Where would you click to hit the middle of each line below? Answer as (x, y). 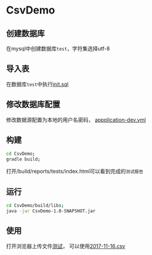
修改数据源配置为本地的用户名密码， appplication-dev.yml (76, 120)
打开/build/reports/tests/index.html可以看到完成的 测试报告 (75, 172)
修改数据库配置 (33, 104)
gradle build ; (23, 159)
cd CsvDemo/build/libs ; (35, 206)
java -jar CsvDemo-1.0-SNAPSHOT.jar (51, 211)
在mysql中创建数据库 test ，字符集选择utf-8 (58, 48)
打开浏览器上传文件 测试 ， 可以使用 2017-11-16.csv (66, 246)
